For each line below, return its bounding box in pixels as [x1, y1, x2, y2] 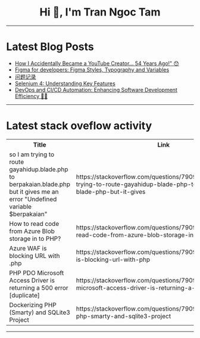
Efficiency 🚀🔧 [14, 92, 48, 100]
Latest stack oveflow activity [6, 119, 152, 133]
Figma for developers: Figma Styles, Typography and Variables [14, 66, 170, 73]
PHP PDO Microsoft [9, 268, 64, 277]
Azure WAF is [9, 244, 47, 252]
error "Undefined [9, 195, 57, 203]
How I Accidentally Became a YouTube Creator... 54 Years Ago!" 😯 [14, 60, 180, 67]
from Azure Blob [9, 227, 55, 235]
